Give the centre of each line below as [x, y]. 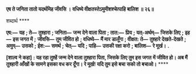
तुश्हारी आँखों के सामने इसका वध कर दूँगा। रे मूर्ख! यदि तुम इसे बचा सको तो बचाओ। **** [87, 64]
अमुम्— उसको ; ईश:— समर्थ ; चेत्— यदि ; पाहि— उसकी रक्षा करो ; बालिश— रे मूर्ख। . [88, 46]
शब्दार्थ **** [18, 21]
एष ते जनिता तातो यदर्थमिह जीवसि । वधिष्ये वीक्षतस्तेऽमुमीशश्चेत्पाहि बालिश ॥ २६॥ [80, 9]
